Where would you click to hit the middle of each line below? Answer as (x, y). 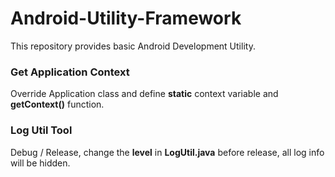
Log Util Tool (41, 130)
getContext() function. (57, 104)
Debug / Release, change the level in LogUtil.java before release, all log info (167, 152)
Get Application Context (70, 72)
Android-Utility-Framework (126, 18)
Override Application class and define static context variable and (144, 94)
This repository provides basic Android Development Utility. (133, 46)
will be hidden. (40, 163)
